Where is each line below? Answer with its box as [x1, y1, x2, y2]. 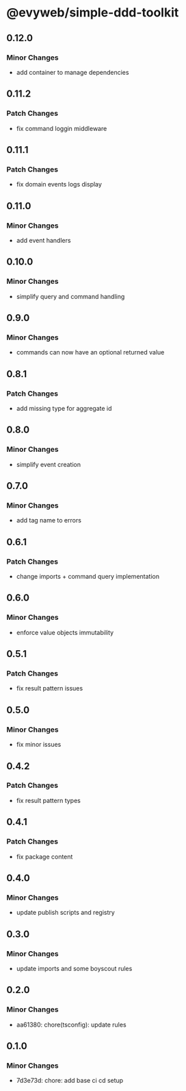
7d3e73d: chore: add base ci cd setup [16, 1077, 124, 1085]
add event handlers [16, 236, 71, 244]
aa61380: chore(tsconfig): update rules [16, 1020, 127, 1029]
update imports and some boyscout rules [16, 964, 133, 972]
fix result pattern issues [16, 684, 83, 693]
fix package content [16, 852, 73, 861]
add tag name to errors [16, 516, 81, 525]
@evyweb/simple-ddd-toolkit [6, 5, 179, 21]
